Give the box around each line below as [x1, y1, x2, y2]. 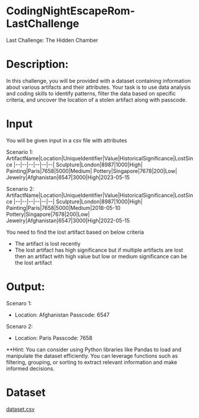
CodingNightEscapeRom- [6, 4, 135, 18]
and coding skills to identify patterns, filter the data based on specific [6, 89, 176, 97]
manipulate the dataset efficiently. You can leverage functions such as [6, 352, 178, 359]
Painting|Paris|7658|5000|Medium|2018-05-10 [6, 204, 121, 211]
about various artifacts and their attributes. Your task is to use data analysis [6, 83, 191, 91]
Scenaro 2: [6, 323, 33, 330]
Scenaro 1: [6, 299, 32, 306]
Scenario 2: [6, 185, 34, 192]
